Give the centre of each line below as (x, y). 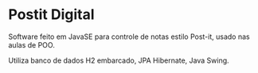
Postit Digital (51, 15)
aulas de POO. (32, 44)
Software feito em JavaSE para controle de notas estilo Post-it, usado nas (129, 36)
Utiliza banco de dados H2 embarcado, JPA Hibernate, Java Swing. (119, 60)
